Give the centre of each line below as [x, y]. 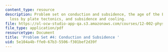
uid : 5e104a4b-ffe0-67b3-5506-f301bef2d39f [51, 42]
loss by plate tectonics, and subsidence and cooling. [68, 19]
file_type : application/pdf [34, 28]
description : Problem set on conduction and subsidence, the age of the [82, 14]
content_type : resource [30, 10]
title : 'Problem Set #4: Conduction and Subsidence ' [62, 38]
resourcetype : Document [30, 33]
